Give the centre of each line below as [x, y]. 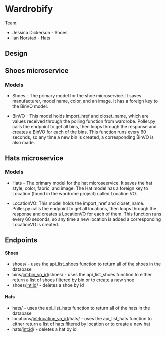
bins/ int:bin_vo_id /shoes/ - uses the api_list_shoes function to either [82, 275]
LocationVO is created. [36, 224]
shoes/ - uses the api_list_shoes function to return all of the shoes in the [86, 264]
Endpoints [21, 240]
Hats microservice [34, 158]
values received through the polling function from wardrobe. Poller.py [84, 121]
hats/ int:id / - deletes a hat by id [45, 329]
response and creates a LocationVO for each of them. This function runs [86, 214]
